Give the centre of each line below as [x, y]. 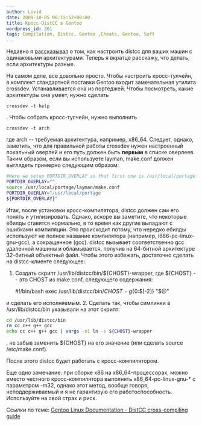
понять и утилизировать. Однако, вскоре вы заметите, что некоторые [96, 216]
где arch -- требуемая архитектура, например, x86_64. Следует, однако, [100, 140]
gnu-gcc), [19, 242]
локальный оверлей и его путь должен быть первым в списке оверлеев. [101, 152]
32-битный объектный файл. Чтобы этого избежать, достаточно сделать [100, 255]
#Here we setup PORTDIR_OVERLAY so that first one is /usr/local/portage [101, 176]
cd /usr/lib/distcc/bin [36, 320]
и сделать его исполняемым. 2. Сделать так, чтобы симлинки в [88, 302]
